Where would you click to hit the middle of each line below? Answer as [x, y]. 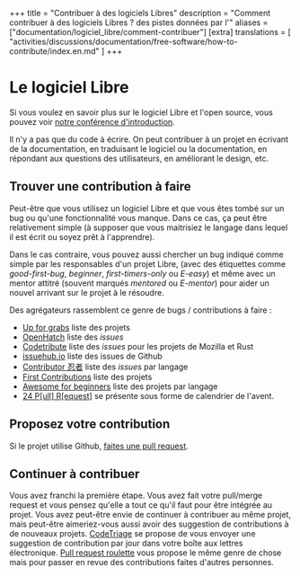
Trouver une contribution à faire [100, 186]
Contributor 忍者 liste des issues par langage [105, 367]
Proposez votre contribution [90, 425]
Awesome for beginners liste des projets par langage [120, 386]
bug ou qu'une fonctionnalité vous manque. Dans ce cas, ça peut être [138, 217]
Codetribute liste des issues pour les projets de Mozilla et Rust [138, 346]
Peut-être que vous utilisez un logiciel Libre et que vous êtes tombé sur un [147, 208]
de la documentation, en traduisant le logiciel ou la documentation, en [138, 148]
